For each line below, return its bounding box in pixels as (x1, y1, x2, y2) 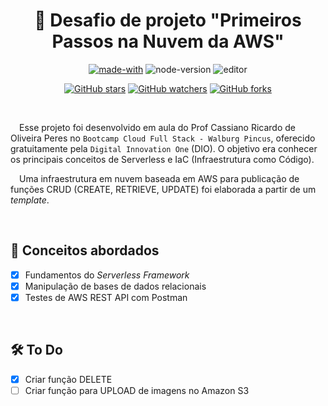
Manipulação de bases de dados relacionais (24, 280, 207, 292)
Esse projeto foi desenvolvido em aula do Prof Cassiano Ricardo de (19, 121, 296, 133)
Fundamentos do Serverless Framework (24, 269, 190, 281)
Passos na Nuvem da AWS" (51, 30, 285, 53)
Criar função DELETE (24, 373, 113, 385)
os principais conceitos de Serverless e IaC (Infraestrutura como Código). (10, 153, 315, 165)
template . (10, 194, 50, 206)
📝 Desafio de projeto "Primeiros (34, 9, 302, 32)
